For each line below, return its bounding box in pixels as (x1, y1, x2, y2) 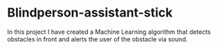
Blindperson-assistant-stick (7, 5, 173, 21)
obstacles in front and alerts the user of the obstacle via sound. (7, 35, 188, 43)
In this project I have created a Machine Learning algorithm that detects (7, 28, 211, 36)
